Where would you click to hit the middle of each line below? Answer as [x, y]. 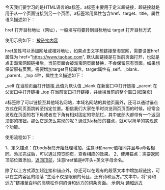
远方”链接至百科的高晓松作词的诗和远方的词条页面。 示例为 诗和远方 [74, 183]
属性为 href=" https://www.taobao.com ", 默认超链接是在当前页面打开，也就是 [82, 57]
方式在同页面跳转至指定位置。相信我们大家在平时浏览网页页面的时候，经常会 [82, 109]
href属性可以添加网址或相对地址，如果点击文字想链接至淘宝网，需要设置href [82, 51]
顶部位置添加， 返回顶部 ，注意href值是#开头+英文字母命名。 [66, 160]
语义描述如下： [20, 19]
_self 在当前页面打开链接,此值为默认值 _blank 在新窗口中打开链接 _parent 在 [81, 86]
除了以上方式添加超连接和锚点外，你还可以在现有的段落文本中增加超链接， [80, 170]
